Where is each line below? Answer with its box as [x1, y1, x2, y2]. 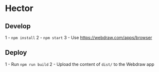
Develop [5, 22, 31, 30]
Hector [5, 3, 34, 14]
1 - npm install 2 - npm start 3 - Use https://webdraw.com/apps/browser [5, 35, 152, 40]
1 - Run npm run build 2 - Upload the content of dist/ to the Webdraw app [5, 61, 155, 67]
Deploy [5, 48, 27, 57]
